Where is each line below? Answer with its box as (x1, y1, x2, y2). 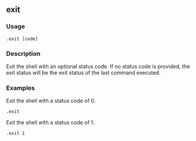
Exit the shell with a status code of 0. (6, 97, 96, 104)
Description (6, 50, 41, 58)
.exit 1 (6, 130, 25, 136)
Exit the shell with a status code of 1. (6, 119, 95, 126)
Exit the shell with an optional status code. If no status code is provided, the (6, 63, 190, 70)
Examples (6, 84, 35, 92)
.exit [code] (6, 35, 38, 42)
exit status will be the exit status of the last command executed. (6, 69, 161, 76)
